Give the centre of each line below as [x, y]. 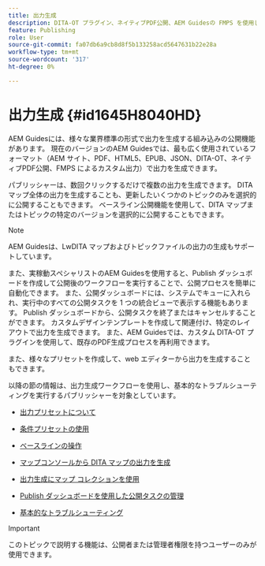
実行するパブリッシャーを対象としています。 [108, 395]
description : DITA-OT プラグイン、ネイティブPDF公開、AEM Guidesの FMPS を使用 [131, 23]
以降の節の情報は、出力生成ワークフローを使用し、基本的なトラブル [119, 385]
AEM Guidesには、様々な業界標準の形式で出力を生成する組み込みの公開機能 [132, 138]
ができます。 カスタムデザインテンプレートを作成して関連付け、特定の [122, 322]
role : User [26, 37]
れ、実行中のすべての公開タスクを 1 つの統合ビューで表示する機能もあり [125, 302]
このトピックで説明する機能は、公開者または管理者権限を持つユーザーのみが [132, 544]
